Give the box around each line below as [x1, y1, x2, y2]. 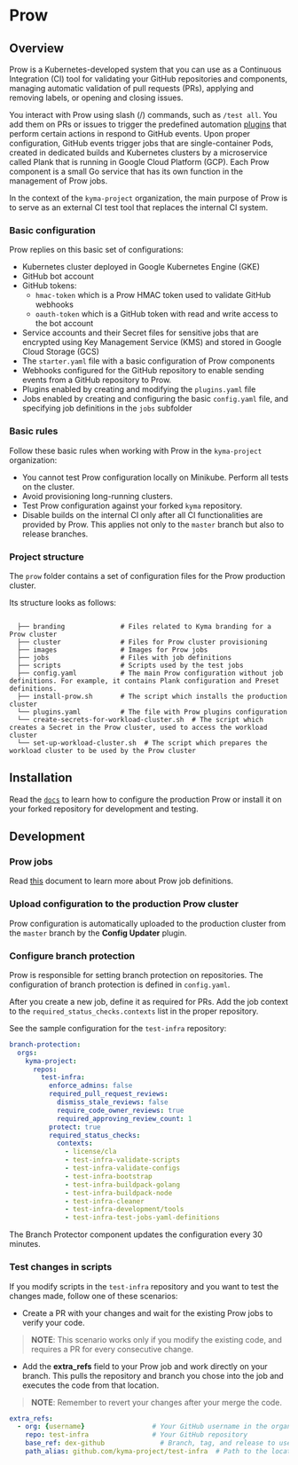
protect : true [48, 1123, 101, 1132]
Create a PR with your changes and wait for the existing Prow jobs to [21, 1307, 273, 1318]
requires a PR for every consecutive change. [30, 1344, 194, 1354]
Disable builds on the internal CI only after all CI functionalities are [21, 509, 263, 520]
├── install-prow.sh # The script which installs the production [17, 692, 288, 701]
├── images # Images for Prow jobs [17, 645, 208, 654]
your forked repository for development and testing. [9, 803, 199, 814]
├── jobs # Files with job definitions [17, 653, 232, 662]
